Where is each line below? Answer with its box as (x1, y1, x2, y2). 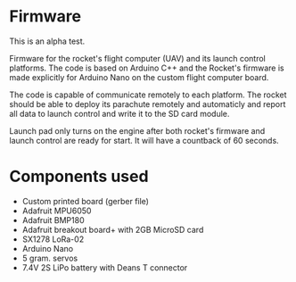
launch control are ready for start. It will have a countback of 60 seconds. (9, 135, 279, 145)
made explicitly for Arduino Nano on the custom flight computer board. (9, 71, 269, 82)
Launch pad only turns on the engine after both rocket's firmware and (9, 125, 266, 136)
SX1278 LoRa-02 (21, 234, 85, 245)
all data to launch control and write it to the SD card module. (9, 108, 230, 119)
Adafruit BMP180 (21, 214, 85, 225)
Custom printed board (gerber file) (21, 195, 150, 206)
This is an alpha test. (9, 36, 86, 46)
